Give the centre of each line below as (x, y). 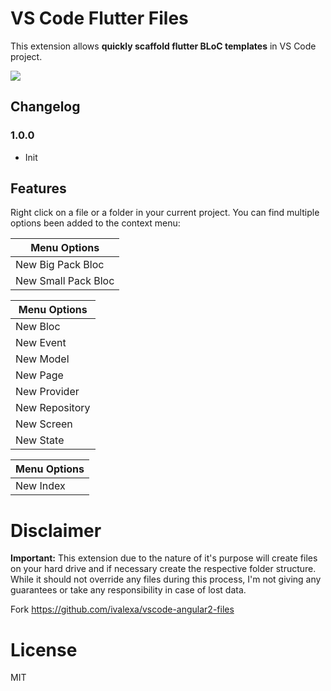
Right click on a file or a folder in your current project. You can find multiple (165, 213)
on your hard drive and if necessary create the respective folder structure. (163, 569)
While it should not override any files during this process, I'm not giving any (166, 579)
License (44, 649)
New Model (42, 359)
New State (40, 440)
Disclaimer (56, 530)
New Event (41, 343)
